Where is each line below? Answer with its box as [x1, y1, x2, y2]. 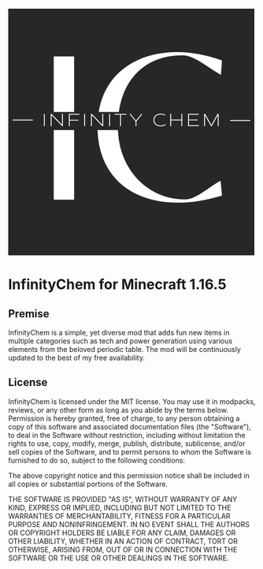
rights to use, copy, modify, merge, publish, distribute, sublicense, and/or [8, 439, 246, 448]
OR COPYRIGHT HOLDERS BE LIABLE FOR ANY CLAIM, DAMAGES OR [8, 528, 236, 537]
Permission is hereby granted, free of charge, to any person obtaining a [8, 414, 240, 423]
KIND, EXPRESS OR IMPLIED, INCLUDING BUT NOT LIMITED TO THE [8, 503, 232, 512]
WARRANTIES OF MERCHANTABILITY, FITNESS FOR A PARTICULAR [8, 511, 231, 521]
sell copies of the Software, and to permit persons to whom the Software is [8, 447, 252, 456]
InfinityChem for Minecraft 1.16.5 [8, 275, 227, 294]
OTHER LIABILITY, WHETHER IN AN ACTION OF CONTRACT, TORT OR [8, 536, 238, 545]
